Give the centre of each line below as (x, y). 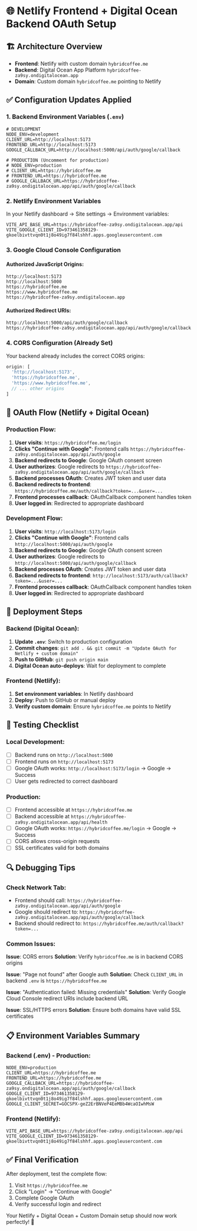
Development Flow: (35, 518)
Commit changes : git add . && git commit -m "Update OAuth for (96, 648)
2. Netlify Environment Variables (54, 201)
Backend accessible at (42, 817)
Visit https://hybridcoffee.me (51, 1185)
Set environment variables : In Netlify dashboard (74, 693)
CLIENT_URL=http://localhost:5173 (49, 139)
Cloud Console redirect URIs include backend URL (67, 998)
